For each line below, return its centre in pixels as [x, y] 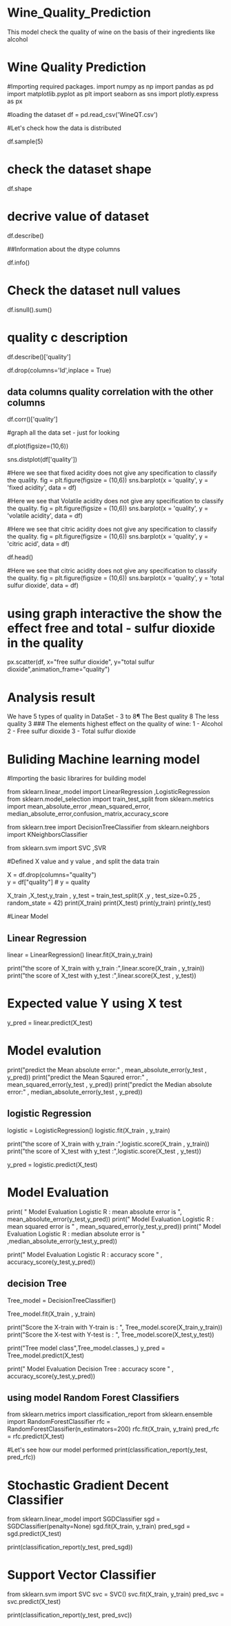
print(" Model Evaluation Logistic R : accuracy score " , [85, 1254]
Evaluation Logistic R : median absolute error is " [76, 1234]
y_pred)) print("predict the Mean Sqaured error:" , [78, 1077]
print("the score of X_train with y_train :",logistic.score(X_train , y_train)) [109, 1144]
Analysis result [51, 697]
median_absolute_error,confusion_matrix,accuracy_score [88, 814]
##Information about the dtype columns [64, 249]
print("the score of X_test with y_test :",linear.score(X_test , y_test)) [102, 976]
